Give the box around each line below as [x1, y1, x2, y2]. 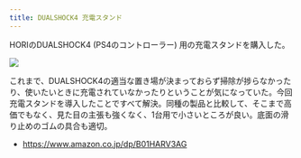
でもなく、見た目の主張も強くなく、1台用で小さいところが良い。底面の [16, 109, 281, 120]
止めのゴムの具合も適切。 [16, 120, 113, 131]
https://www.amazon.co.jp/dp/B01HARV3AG [22, 138, 187, 149]
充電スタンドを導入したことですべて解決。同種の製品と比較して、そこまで [9, 98, 284, 108]
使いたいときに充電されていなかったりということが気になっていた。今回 [24, 87, 293, 98]
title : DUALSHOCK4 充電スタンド [9, 13, 123, 23]
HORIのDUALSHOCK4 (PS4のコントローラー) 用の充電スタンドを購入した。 [9, 39, 290, 50]
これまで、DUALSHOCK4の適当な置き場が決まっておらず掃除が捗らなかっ [9, 75, 284, 86]
